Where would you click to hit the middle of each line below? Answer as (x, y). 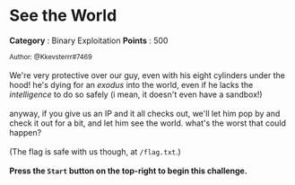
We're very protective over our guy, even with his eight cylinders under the (147, 75)
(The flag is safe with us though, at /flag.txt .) (95, 151)
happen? (26, 132)
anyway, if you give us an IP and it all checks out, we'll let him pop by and (145, 113)
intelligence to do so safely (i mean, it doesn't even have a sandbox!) (136, 94)
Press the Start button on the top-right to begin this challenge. (129, 171)
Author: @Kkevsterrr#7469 (51, 57)
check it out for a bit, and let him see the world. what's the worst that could (148, 123)
